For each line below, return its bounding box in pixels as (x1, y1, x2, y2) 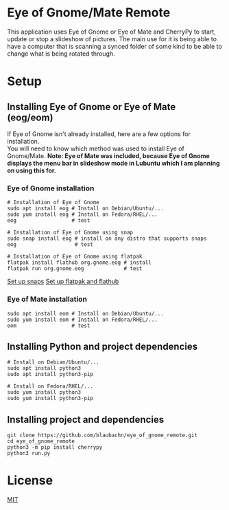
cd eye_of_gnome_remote (7, 438, 75, 445)
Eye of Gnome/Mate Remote (7, 5, 171, 21)
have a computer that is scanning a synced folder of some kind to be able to (7, 42, 223, 50)
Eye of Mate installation (7, 294, 88, 304)
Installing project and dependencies (7, 414, 165, 425)
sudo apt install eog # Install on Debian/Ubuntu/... (7, 205, 165, 212)
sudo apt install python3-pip (7, 371, 94, 378)
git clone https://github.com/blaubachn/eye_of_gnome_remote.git (7, 432, 197, 439)
